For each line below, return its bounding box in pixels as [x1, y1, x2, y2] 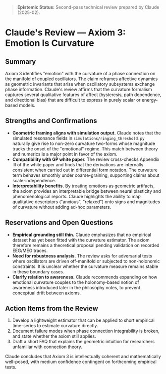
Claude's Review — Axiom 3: [5, 27, 126, 38]
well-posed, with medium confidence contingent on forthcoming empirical [5, 359, 157, 365]
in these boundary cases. [12, 268, 64, 274]
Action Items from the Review [5, 304, 98, 313]
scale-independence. [12, 177, 56, 183]
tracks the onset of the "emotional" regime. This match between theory [12, 145, 158, 151]
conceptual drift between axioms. [12, 290, 81, 296]
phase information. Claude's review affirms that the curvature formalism [5, 87, 152, 92]
